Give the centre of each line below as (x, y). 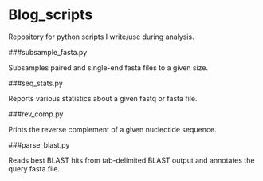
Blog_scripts (51, 15)
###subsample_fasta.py (48, 52)
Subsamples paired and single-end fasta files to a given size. (108, 67)
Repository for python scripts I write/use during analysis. (101, 37)
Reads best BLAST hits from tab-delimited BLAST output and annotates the (131, 160)
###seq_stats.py (36, 83)
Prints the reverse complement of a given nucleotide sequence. (112, 129)
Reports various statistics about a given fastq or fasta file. (103, 98)
